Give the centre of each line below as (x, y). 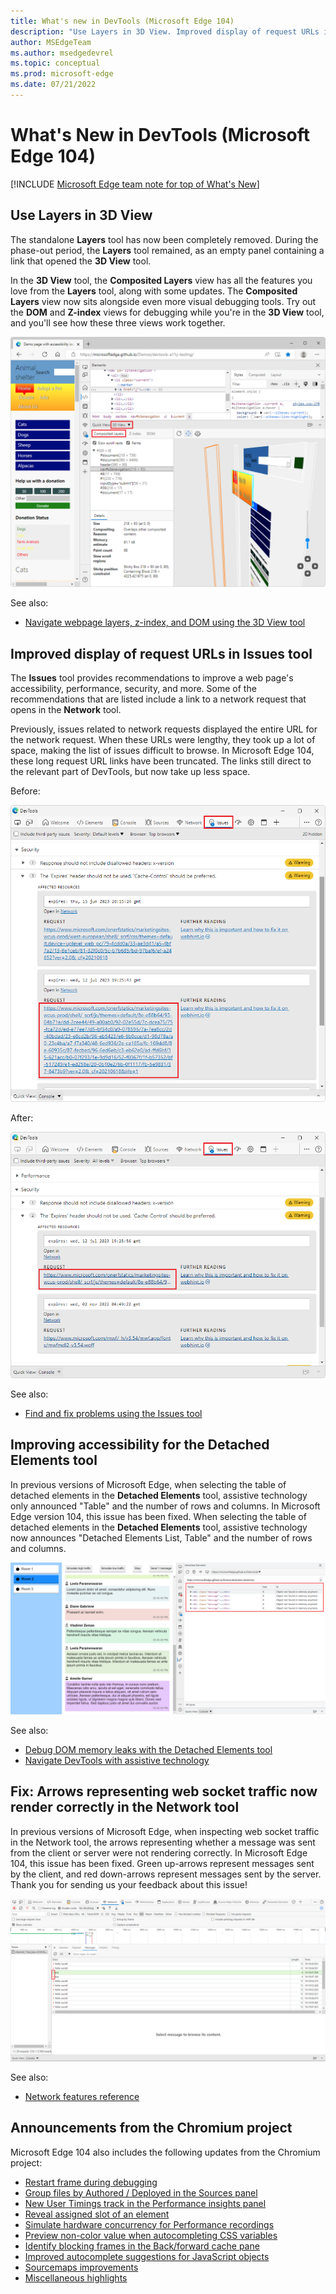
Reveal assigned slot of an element (97, 2214)
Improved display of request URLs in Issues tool (161, 653)
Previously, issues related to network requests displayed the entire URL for (164, 729)
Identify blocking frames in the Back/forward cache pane (142, 2246)
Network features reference (82, 2096)
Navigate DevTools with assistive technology (117, 1760)
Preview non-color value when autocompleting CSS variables (151, 2235)
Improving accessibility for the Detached (140, 1445)
